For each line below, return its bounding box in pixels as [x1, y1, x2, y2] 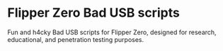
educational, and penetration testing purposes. [7, 35, 144, 43]
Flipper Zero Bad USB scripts [7, 5, 181, 21]
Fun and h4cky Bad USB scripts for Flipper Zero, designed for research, [7, 28, 217, 36]
